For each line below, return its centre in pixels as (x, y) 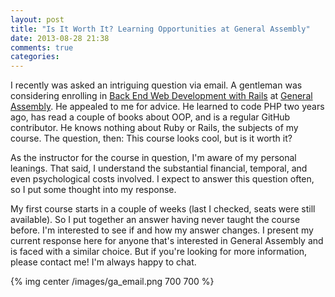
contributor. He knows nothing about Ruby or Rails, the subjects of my (154, 128)
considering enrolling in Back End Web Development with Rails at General (161, 96)
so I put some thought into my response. (93, 190)
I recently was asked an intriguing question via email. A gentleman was (156, 85)
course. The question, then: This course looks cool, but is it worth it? (151, 138)
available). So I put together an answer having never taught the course (155, 220)
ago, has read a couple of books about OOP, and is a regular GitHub (150, 117)
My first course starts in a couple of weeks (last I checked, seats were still (163, 209)
